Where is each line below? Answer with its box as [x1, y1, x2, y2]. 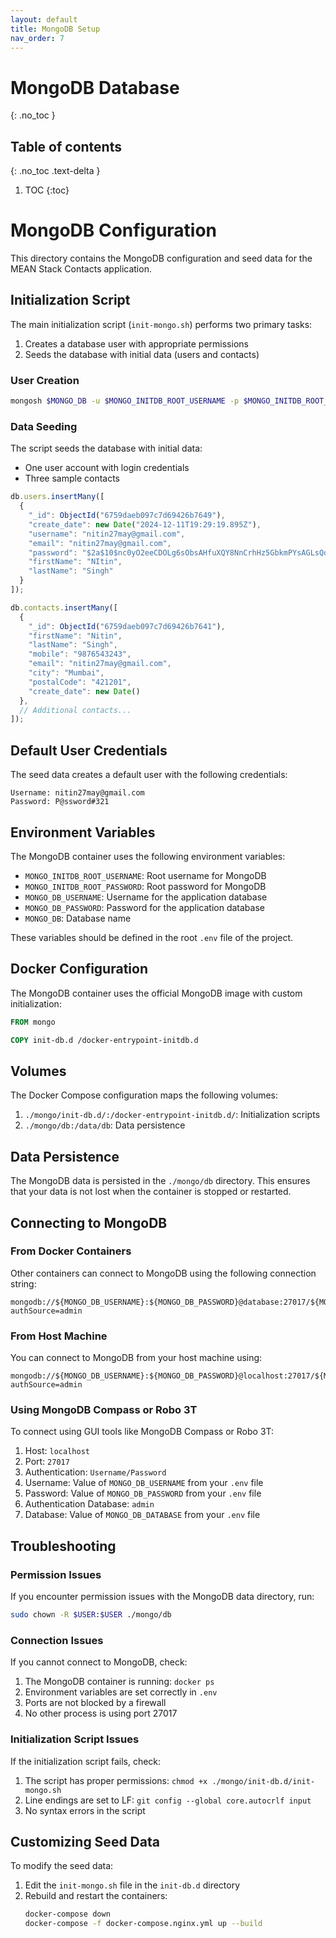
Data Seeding [10, 419, 78, 433]
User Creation [10, 373, 80, 387]
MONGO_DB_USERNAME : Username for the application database [24, 891, 268, 903]
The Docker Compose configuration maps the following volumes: [10, 1089, 279, 1101]
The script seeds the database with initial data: [10, 442, 203, 455]
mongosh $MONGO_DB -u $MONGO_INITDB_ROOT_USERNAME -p [10, 396, 240, 406]
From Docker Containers [10, 1244, 132, 1258]
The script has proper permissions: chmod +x [24, 1774, 208, 1786]
